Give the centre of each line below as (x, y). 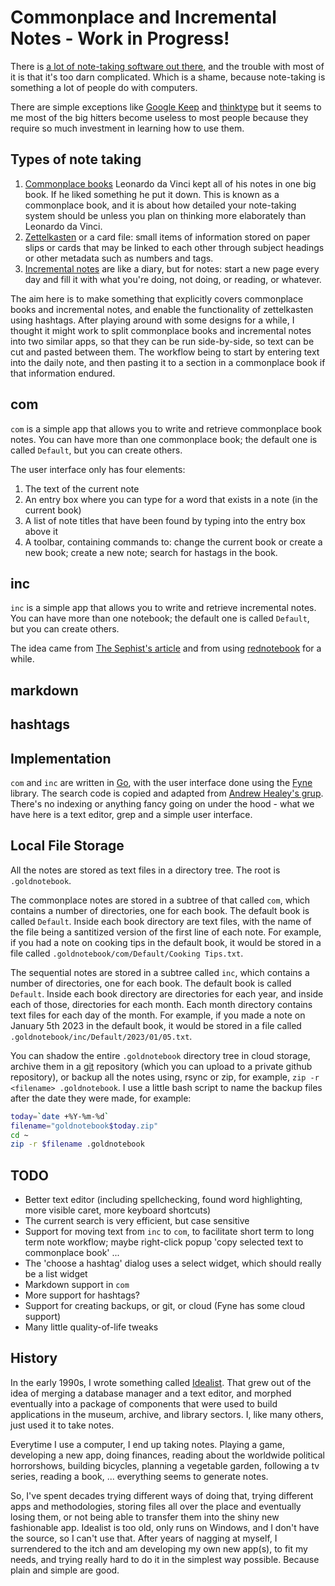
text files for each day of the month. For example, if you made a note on (158, 1015)
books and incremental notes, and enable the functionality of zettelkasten (162, 309)
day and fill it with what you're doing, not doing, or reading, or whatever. (173, 279)
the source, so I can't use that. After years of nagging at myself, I (144, 1538)
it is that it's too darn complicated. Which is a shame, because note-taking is (168, 77)
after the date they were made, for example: (101, 1098)
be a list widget (56, 1274)
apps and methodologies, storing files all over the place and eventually (156, 1506)
